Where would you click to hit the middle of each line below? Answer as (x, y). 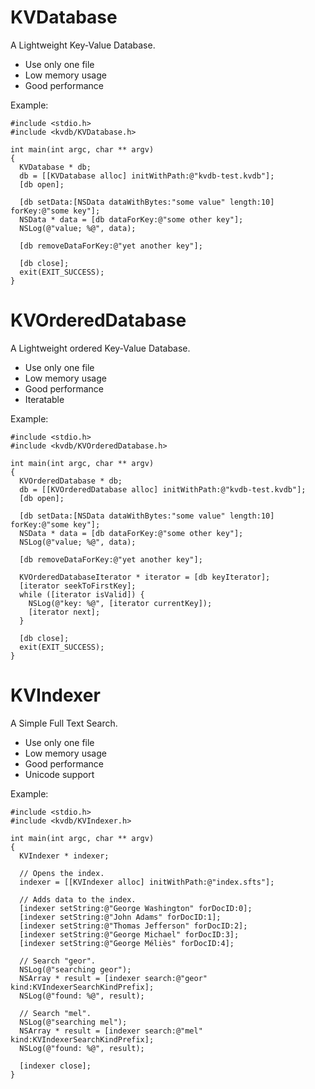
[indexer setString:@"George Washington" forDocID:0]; (136, 908)
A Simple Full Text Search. (64, 723)
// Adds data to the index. (78, 899)
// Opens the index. (62, 873)
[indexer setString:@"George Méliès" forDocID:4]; (127, 943)
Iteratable (44, 399)
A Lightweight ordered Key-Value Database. (100, 348)
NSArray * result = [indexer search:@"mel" (111, 1031)
